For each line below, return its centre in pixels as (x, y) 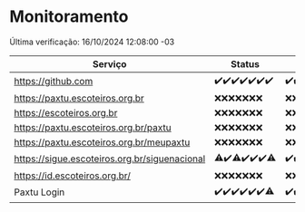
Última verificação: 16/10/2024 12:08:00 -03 (92, 42)
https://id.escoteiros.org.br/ (73, 176)
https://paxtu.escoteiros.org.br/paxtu (93, 127)
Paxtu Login (39, 192)
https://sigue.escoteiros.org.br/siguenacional (110, 159)
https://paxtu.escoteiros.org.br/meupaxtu (102, 142)
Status (246, 63)
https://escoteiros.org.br (66, 112)
